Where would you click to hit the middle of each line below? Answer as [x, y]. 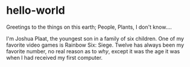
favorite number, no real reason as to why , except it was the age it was [93, 51]
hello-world [36, 10]
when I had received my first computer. [54, 57]
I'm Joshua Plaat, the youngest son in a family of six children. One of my [95, 38]
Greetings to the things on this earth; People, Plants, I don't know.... [89, 27]
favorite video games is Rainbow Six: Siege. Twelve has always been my [95, 45]
